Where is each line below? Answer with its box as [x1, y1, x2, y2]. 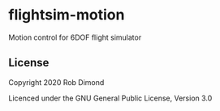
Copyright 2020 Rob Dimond [8, 77, 105, 87]
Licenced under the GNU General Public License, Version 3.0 [8, 93, 213, 103]
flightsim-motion [8, 6, 125, 24]
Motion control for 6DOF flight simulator [8, 32, 142, 42]
